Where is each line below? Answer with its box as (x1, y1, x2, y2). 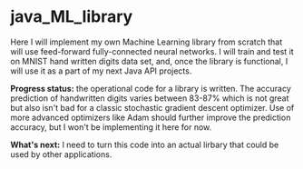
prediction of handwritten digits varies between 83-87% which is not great (10, 93, 289, 104)
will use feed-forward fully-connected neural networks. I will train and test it (10, 45, 294, 56)
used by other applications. (10, 148, 112, 160)
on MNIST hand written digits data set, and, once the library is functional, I (10, 55, 288, 66)
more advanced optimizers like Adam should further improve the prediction (10, 112, 291, 123)
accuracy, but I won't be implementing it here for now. (10, 121, 212, 133)
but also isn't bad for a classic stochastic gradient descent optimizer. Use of (10, 102, 295, 113)
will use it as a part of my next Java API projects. (10, 65, 192, 76)
